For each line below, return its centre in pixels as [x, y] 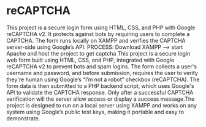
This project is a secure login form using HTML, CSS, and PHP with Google [101, 27]
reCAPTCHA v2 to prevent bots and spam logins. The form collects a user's [102, 66]
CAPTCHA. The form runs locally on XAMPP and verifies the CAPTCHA [96, 40]
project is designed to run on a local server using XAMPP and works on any [102, 105]
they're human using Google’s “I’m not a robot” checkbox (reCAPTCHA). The [103, 79]
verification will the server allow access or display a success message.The [101, 99]
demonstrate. [23, 118]
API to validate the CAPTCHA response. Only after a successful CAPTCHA [100, 92]
